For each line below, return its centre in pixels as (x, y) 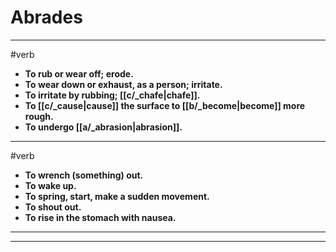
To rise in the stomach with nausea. (100, 217)
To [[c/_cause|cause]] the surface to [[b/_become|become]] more (165, 105)
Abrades (46, 17)
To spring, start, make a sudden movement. (117, 196)
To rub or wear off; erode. (79, 73)
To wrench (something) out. (84, 175)
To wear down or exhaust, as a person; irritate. (123, 84)
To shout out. (53, 207)
